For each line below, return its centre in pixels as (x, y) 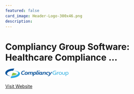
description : (19, 21)
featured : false (22, 11)
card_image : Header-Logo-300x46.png (44, 16)
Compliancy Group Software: (68, 46)
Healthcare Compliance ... (61, 57)
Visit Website (19, 86)
